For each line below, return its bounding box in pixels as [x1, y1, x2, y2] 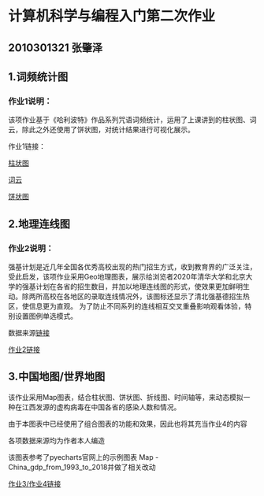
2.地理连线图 [8, 217, 71, 231]
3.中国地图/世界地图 [8, 370, 106, 383]
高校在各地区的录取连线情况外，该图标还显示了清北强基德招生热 [42, 291, 250, 301]
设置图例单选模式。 [14, 311, 77, 320]
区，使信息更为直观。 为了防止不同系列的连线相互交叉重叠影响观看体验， [8, 301, 245, 311]
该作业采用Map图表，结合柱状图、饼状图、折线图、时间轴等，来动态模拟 [8, 392, 244, 402]
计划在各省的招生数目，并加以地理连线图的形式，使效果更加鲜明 [35, 281, 243, 291]
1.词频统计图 [8, 70, 69, 83]
